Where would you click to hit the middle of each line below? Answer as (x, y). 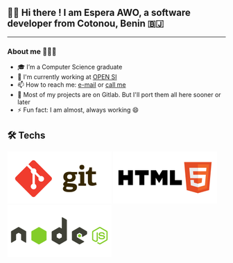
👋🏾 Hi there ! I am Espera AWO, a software (99, 13)
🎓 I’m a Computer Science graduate (70, 67)
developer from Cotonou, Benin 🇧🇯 (86, 24)
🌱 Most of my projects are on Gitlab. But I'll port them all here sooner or (119, 95)
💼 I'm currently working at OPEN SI (67, 77)
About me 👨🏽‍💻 (32, 51)
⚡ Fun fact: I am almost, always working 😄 (78, 110)
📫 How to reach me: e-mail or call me (71, 85)
